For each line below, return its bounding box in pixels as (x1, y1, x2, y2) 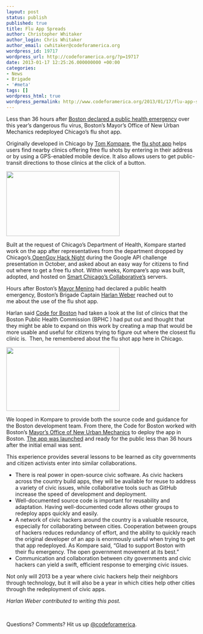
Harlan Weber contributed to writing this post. (6, 597, 121, 604)
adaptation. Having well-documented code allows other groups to (14, 503, 179, 510)
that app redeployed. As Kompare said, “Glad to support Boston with (14, 542, 185, 549)
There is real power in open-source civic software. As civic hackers (14, 471, 183, 478)
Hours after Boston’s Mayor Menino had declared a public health (6, 284, 167, 292)
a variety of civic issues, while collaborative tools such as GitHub (14, 484, 177, 491)
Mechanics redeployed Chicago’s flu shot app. (6, 128, 122, 135)
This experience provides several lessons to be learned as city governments (6, 453, 196, 460)
